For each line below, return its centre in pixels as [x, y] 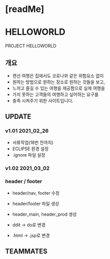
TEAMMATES [26, 251]
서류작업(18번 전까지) [33, 142]
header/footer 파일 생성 [36, 204]
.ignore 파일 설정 [29, 155]
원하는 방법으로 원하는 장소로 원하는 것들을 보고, [58, 82]
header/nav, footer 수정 [36, 193]
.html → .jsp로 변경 [31, 235]
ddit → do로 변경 [29, 225]
